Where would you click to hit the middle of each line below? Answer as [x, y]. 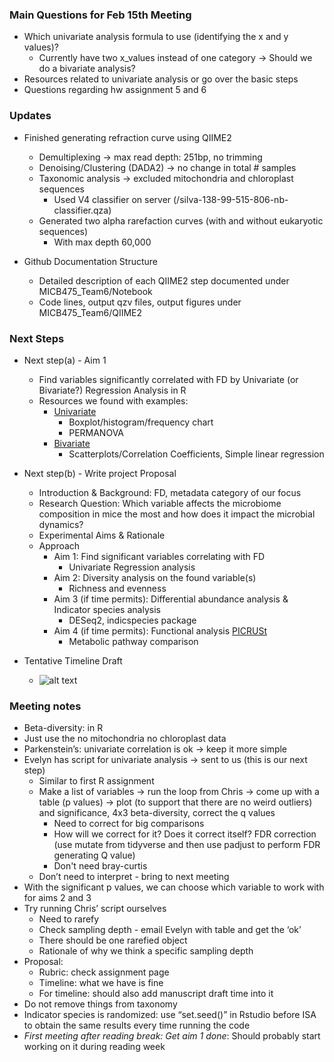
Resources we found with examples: [113, 400]
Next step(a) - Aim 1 [65, 360]
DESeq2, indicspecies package [132, 620]
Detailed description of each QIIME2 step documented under [164, 280]
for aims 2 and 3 [57, 898]
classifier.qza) [82, 210]
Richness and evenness [117, 588]
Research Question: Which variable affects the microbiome [160, 503]
